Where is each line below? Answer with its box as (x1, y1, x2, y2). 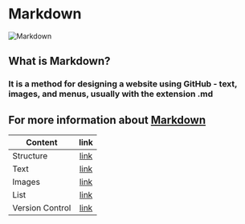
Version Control (12, 202, 71, 214)
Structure (12, 150, 48, 162)
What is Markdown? (8, 54, 111, 68)
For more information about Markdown (8, 113, 206, 126)
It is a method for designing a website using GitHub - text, (8, 78, 238, 90)
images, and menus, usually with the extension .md (8, 89, 214, 100)
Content (25, 137, 58, 148)
